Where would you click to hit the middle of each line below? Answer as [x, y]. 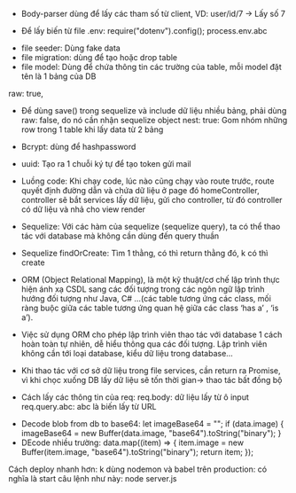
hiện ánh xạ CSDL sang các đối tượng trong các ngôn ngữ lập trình [143, 289]
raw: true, [26, 94]
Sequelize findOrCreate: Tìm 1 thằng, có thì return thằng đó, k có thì [144, 253]
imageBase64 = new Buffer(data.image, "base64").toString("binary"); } [151, 433]
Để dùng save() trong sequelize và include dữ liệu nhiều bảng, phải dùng [154, 110]
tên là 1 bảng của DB [58, 76]
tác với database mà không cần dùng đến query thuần [120, 236]
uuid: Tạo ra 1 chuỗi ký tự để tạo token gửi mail [106, 164]
